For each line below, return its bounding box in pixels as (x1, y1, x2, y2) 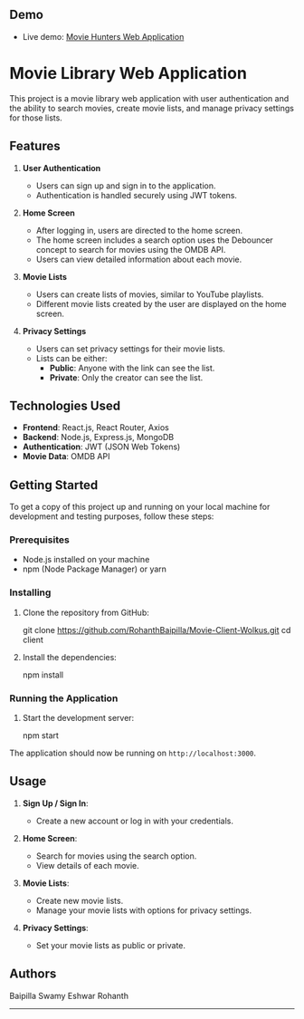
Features (9, 139, 61, 154)
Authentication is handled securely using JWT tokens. (35, 189, 238, 200)
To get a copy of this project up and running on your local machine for (9, 502, 271, 513)
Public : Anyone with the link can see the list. (49, 362, 215, 373)
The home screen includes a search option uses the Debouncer (35, 235, 273, 245)
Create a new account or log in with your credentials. (35, 815, 233, 826)
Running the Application (9, 692, 119, 705)
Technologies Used (9, 398, 120, 413)
